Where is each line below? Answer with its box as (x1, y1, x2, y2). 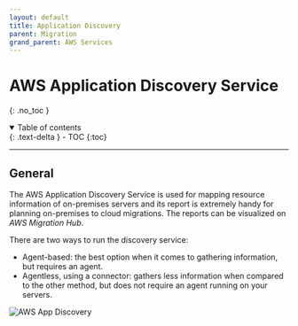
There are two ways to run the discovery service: (9, 235, 189, 244)
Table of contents (17, 122, 82, 133)
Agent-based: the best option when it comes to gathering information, (21, 252, 278, 262)
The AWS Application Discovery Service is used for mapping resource (9, 190, 265, 199)
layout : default (9, 12, 69, 22)
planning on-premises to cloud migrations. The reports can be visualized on (9, 208, 286, 218)
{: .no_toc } (9, 105, 50, 116)
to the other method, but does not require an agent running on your (21, 280, 268, 291)
